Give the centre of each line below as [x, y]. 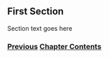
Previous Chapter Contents [54, 46]
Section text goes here [40, 28]
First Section [36, 12]
